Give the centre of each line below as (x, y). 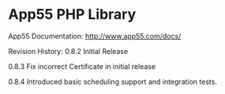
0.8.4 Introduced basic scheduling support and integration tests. (112, 81)
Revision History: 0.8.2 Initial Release (68, 51)
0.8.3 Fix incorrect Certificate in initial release (82, 66)
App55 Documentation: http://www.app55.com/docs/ (95, 36)
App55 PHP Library (72, 14)
